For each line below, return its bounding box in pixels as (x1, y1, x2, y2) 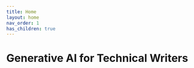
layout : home (6, 14, 40, 20)
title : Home (6, 8, 36, 15)
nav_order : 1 (6, 20, 40, 26)
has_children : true (6, 25, 56, 32)
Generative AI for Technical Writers (6, 52, 189, 65)
